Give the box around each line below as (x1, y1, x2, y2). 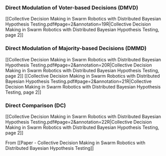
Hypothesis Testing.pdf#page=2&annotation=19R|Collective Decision (5, 21, 151, 27)
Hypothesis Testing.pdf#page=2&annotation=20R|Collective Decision (5, 62, 152, 68)
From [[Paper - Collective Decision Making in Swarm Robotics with (5, 140, 146, 146)
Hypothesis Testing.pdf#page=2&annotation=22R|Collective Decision (5, 119, 152, 125)
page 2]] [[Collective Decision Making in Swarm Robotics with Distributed (5, 73, 160, 79)
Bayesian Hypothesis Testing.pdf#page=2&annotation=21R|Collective (5, 78, 152, 84)
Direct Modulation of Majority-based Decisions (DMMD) (5, 45, 147, 52)
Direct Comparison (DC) (5, 102, 66, 109)
